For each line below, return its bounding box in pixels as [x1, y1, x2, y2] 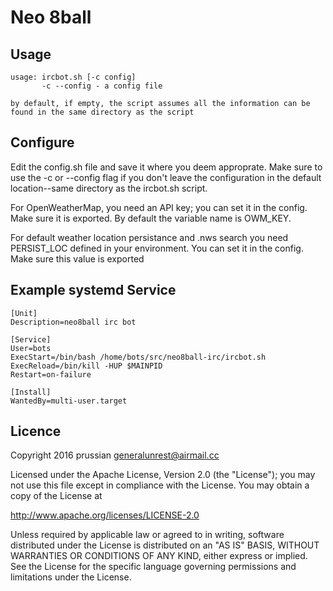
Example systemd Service [10, 282, 177, 299]
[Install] [10, 387, 52, 397]
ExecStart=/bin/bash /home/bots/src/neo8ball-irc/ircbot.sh [10, 352, 267, 362]
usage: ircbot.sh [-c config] [10, 72, 137, 82]
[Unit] [10, 308, 38, 318]
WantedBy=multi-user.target [10, 396, 128, 406]
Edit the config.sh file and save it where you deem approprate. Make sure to [10, 161, 323, 173]
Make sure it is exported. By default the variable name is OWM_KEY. [10, 212, 292, 224]
